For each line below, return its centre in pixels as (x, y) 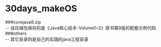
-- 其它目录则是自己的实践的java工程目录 (47, 39)
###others (16, 33)
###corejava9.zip (23, 22)
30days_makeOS (41, 9)
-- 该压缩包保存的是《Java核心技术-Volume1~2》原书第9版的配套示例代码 (81, 28)
